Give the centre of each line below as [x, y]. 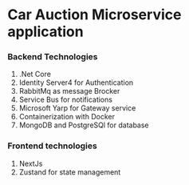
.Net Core [35, 74]
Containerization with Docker [67, 117]
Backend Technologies [53, 57]
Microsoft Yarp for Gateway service [77, 108]
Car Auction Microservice [94, 15]
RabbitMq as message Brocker [69, 91]
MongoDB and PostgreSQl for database [84, 125]
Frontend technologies [52, 146]
